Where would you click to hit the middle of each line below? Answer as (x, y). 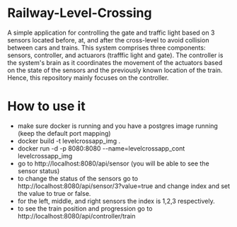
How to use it (47, 106)
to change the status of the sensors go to (78, 178)
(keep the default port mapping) (64, 133)
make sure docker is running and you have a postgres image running (117, 126)
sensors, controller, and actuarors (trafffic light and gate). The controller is (115, 55)
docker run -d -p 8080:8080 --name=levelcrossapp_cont (101, 148)
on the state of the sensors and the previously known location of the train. (115, 70)
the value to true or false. (54, 193)
